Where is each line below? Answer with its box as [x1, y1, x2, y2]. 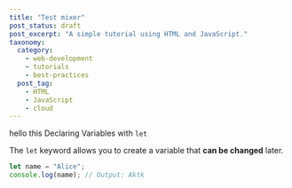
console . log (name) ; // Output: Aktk [9, 170, 145, 180]
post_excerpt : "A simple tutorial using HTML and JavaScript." [9, 29, 249, 38]
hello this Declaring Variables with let [9, 128, 148, 138]
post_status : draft [9, 21, 82, 30]
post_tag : [17, 79, 53, 88]
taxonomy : [9, 37, 46, 47]
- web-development [25, 54, 93, 63]
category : [17, 46, 53, 55]
